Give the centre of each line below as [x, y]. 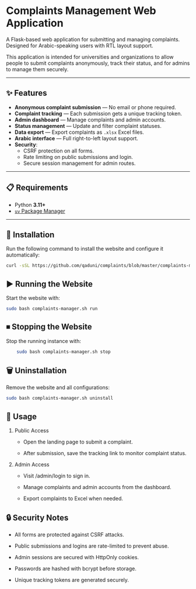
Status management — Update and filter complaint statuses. [88, 126]
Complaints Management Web [81, 11]
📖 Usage [21, 416]
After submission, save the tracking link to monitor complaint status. [105, 453]
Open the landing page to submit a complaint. [78, 442]
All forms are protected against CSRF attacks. [69, 534]
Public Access [32, 431]
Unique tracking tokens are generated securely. [72, 580]
